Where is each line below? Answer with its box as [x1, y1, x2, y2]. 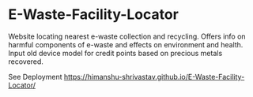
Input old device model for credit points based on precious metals [8, 48, 223, 58]
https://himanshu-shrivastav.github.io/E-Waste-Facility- [63, 72, 245, 81]
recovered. [8, 57, 43, 66]
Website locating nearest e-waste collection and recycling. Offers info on [8, 32, 247, 41]
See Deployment [8, 72, 62, 81]
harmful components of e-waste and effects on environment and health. [8, 39, 244, 49]
